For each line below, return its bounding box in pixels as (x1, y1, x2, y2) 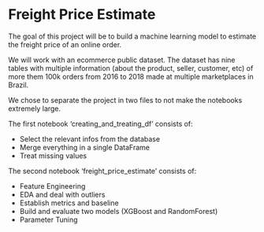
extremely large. (8, 104, 61, 113)
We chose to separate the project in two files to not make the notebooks (8, 95, 243, 105)
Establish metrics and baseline (19, 198, 120, 208)
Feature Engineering (19, 181, 86, 190)
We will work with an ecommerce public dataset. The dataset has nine (8, 55, 236, 64)
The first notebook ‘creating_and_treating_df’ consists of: (8, 119, 193, 128)
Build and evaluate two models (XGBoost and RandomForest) (19, 206, 218, 215)
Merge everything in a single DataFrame (19, 142, 150, 152)
